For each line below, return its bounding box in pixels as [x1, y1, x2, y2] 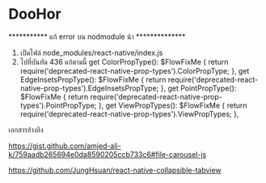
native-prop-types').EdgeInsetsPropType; [19, 83, 159, 93]
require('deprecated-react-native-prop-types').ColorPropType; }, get [19, 66, 250, 75]
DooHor [8, 5, 62, 23]
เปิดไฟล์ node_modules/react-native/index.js [19, 48, 163, 57]
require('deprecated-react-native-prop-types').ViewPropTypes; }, [19, 109, 239, 118]
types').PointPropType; [19, 100, 97, 110]
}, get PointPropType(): [160, 83, 237, 93]
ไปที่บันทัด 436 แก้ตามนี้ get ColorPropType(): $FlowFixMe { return [19, 57, 229, 66]
